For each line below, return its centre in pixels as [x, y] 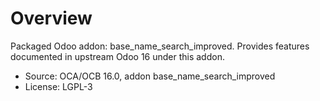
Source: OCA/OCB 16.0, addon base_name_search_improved [150, 76]
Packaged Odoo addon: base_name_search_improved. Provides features [160, 46]
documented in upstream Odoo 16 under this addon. [117, 56]
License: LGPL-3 [58, 86]
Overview [51, 18]
